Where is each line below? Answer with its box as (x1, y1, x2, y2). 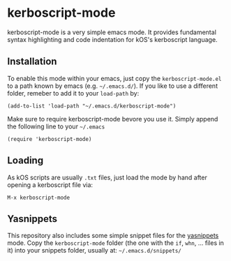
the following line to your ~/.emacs (7, 122, 105, 130)
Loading (7, 155, 44, 167)
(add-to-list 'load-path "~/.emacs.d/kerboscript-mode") (7, 103, 177, 110)
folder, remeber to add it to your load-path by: (7, 89, 140, 97)
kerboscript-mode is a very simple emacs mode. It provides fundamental (7, 28, 216, 36)
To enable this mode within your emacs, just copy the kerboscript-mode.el (7, 74, 222, 82)
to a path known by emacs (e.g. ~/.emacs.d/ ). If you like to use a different (7, 82, 218, 90)
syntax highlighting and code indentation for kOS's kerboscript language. (7, 35, 218, 43)
